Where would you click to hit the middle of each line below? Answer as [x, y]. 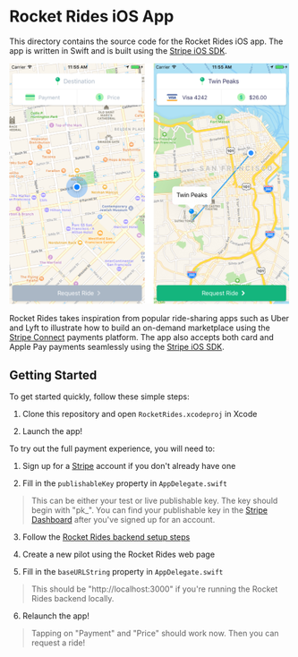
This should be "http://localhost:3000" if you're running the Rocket [154, 589]
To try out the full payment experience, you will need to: [112, 448]
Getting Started [53, 375]
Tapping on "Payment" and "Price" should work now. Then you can [155, 633]
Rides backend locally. [72, 598]
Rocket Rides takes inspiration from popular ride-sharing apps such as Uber [149, 319]
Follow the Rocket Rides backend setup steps [106, 537]
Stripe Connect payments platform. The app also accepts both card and [142, 337]
